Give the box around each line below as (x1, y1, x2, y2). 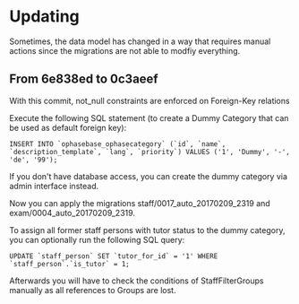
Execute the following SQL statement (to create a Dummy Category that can (9, 112, 289, 123)
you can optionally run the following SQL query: (9, 234, 185, 245)
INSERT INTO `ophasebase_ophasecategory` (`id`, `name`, (9, 139, 226, 149)
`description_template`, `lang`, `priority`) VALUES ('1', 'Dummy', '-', (9, 147, 291, 156)
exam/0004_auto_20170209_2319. (9, 207, 136, 218)
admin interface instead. (9, 180, 99, 191)
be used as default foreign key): (9, 122, 127, 133)
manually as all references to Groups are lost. (9, 284, 176, 295)
